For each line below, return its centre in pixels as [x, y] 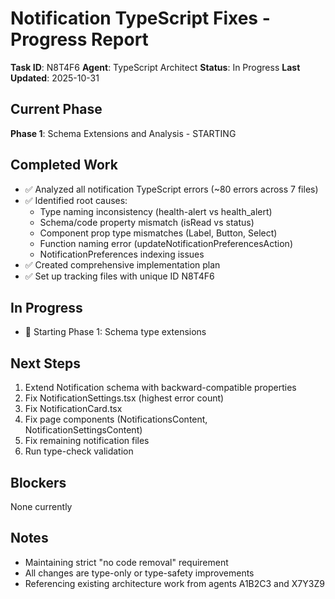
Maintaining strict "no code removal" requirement [126, 562]
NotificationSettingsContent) [83, 430]
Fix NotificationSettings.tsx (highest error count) [124, 398]
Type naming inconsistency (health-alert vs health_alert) [156, 211]
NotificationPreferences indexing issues [122, 254]
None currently [41, 506]
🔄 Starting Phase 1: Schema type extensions [115, 332]
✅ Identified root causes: [76, 200]
